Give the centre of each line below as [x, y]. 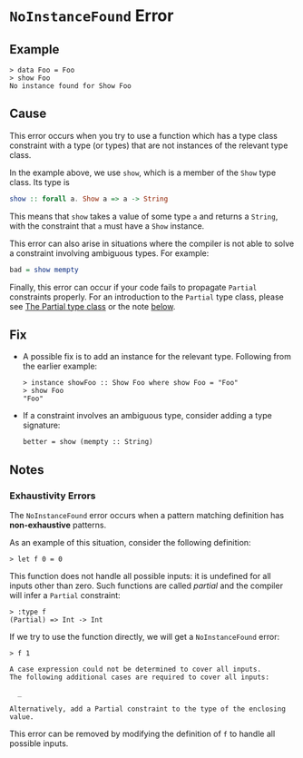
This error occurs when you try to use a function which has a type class [144, 135]
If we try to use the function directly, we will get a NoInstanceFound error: [144, 637]
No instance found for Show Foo [70, 86]
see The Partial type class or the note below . [93, 306]
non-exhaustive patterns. [58, 525]
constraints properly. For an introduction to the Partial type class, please [147, 297]
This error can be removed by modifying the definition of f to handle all [142, 734]
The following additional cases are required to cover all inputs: [140, 677]
